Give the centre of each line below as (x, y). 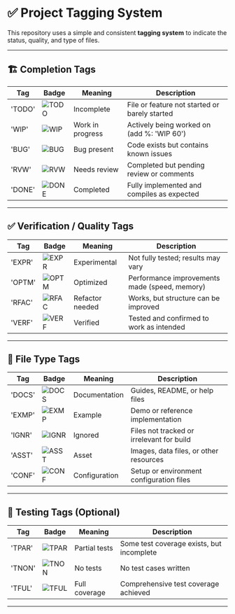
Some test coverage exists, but (171, 544)
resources (147, 460)
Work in (86, 125)
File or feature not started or (173, 104)
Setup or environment (166, 471)
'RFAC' (22, 302)
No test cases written (155, 568)
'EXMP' (23, 415)
